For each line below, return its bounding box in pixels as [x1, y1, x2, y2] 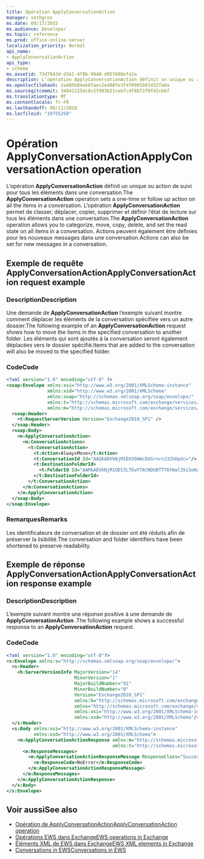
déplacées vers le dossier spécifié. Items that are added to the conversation [6, 341, 195, 348]
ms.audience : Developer [6, 25, 67, 32]
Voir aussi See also [6, 804, 78, 815]
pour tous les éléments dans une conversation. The [6, 189, 134, 196]
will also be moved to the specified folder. [6, 348, 111, 355]
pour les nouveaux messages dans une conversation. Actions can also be [6, 234, 189, 242]
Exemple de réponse [6, 560, 86, 570]
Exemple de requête [6, 258, 84, 268]
